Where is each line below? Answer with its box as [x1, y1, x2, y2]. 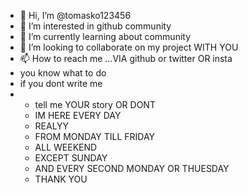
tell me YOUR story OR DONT [34, 99, 156, 110]
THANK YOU [34, 173, 88, 185]
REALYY [34, 120, 70, 132]
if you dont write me [19, 78, 103, 89]
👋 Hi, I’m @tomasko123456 [19, 10, 132, 21]
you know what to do [19, 67, 107, 79]
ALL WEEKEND [34, 141, 98, 153]
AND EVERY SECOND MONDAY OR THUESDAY [34, 163, 230, 174]
